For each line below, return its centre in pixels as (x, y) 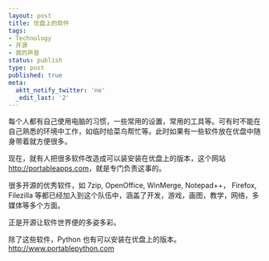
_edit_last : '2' (42, 98)
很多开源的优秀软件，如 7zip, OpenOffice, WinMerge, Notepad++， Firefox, (132, 186)
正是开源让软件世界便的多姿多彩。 (64, 223)
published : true (35, 75)
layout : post (30, 16)
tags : (17, 30)
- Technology (30, 38)
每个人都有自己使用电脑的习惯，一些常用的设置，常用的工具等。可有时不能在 (134, 122)
